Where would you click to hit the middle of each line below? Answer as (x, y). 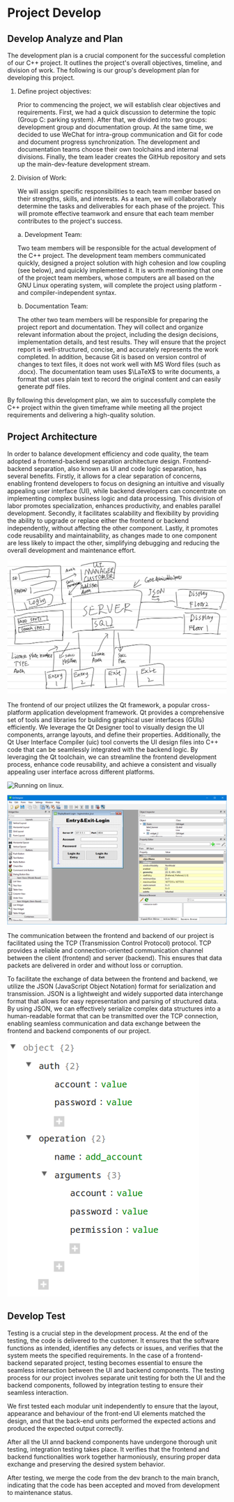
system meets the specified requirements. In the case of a (91, 1355)
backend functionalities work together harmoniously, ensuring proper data (114, 1457)
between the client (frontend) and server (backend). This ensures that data (115, 958)
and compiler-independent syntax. (67, 293)
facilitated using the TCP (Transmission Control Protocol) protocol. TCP (109, 943)
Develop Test (37, 1316)
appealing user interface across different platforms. (81, 772)
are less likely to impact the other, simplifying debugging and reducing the (114, 542)
